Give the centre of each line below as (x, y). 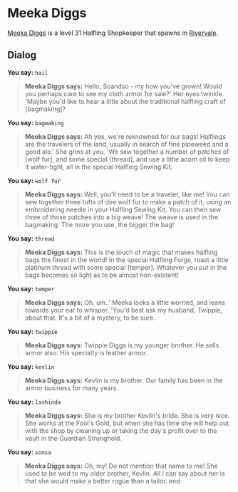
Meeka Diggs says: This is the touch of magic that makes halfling (121, 252)
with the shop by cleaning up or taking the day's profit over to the (121, 430)
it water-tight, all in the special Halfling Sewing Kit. (99, 167)
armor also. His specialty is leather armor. (86, 352)
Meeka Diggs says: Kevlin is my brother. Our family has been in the (124, 380)
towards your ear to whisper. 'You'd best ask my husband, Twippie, (124, 310)
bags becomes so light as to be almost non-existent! (102, 275)
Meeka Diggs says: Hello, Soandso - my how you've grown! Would (123, 86)
